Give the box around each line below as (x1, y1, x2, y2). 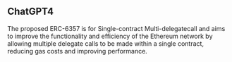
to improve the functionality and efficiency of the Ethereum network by (7, 32, 213, 40)
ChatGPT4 (7, 6, 54, 18)
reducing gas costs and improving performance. (7, 46, 148, 55)
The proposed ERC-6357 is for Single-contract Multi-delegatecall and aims (7, 24, 226, 32)
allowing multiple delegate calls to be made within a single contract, (7, 39, 204, 48)
